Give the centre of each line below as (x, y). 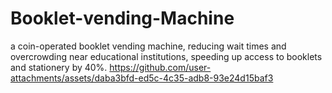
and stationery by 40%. (59, 67)
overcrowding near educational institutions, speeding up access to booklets (166, 56)
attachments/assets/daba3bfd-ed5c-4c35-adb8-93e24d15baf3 (142, 78)
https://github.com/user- (160, 67)
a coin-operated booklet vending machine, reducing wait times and (148, 46)
